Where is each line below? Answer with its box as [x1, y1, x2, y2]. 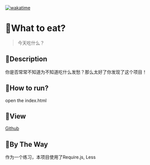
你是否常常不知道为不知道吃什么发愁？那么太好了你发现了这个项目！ [5, 69, 147, 75]
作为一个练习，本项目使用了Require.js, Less [5, 154, 96, 160]
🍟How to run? [5, 84, 49, 93]
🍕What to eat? [5, 23, 66, 34]
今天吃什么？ [17, 39, 44, 46]
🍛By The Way [5, 140, 48, 149]
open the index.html [5, 97, 47, 103]
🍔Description [5, 55, 47, 63]
